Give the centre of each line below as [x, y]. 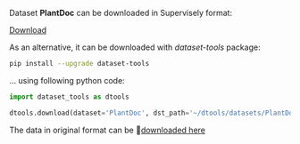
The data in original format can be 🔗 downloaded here [108, 130]
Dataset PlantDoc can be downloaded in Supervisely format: [121, 13]
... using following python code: [67, 80]
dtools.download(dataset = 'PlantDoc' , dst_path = [100, 113]
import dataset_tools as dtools [69, 97]
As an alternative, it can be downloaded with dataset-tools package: [135, 47]
